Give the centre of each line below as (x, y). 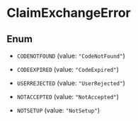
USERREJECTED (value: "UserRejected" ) (71, 83)
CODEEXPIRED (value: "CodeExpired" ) (68, 69)
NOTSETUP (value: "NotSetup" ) (58, 110)
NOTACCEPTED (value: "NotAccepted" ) (68, 97)
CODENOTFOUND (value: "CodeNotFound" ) (71, 56)
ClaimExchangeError (69, 13)
